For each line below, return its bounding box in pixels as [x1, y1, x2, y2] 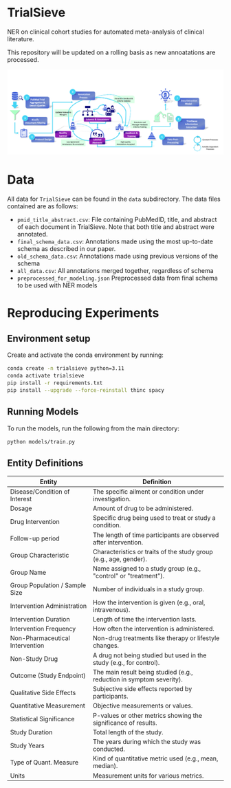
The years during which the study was [92, 738, 201, 746]
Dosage [10, 504, 32, 513]
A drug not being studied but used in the [92, 651, 207, 659]
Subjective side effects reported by [92, 685, 192, 693]
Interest [10, 494, 32, 503]
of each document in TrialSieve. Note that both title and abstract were [16, 223, 214, 231]
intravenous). [92, 605, 131, 613]
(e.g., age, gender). [92, 555, 148, 563]
